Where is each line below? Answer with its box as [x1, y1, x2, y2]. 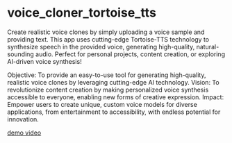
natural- [196, 42, 219, 51]
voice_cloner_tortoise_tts [7, 5, 156, 21]
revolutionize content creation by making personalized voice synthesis [7, 85, 209, 94]
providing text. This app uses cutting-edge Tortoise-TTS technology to [7, 35, 210, 43]
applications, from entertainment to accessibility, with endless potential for [7, 108, 221, 116]
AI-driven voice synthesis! [7, 57, 82, 65]
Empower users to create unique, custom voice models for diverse [7, 100, 198, 108]
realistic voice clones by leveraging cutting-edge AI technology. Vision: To [7, 78, 220, 86]
